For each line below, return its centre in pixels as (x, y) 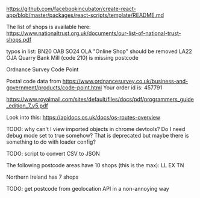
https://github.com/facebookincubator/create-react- (71, 9)
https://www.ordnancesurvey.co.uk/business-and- (125, 81)
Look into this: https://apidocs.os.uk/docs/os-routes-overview (83, 117)
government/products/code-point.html (54, 88)
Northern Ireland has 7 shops (42, 177)
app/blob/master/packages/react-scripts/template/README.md (85, 15)
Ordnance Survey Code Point (42, 69)
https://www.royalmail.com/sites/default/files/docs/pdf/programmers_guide (100, 99)
